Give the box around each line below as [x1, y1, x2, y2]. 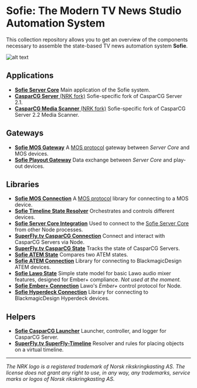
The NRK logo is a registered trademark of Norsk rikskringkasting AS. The [6, 363, 185, 370]
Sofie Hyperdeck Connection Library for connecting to [14, 289, 148, 296]
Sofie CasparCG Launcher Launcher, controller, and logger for [14, 328, 167, 335]
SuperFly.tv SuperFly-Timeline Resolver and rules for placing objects [14, 340, 184, 347]
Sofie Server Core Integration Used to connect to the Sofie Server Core [14, 220, 189, 227]
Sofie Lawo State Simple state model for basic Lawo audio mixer [14, 270, 171, 277]
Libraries [6, 179, 39, 189]
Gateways [6, 128, 44, 139]
